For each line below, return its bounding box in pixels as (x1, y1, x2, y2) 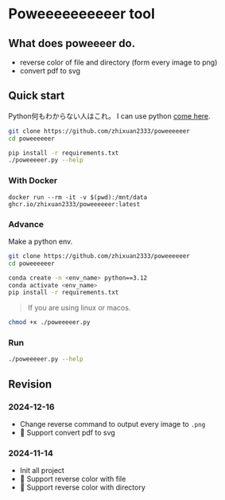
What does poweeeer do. (8, 37, 136, 50)
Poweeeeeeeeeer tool (8, 5, 155, 23)
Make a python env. (8, 236, 73, 246)
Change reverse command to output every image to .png (19, 420, 206, 429)
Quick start (8, 89, 65, 103)
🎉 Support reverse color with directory (19, 482, 145, 492)
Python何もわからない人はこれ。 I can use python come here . (8, 111, 211, 120)
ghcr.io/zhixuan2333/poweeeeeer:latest (8, 200, 141, 208)
